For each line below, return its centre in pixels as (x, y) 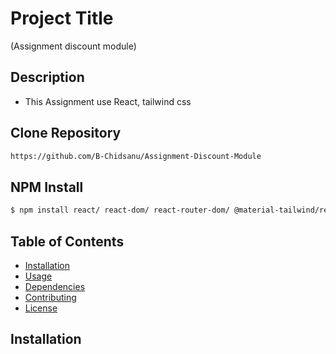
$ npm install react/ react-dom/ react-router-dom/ (120, 210)
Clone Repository (66, 133)
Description (47, 77)
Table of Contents (67, 241)
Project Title (62, 18)
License (41, 308)
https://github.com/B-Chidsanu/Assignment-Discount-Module (136, 156)
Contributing (50, 297)
